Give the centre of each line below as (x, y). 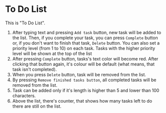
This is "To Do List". (25, 23)
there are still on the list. (37, 106)
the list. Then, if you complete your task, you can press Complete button (85, 38)
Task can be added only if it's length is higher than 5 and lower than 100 (86, 90)
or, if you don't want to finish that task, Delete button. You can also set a (86, 43)
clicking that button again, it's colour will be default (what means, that (83, 64)
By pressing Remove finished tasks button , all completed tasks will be (84, 80)
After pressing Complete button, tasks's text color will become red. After (85, 58)
